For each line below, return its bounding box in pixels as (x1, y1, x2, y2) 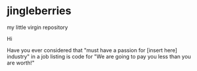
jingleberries (7, 4, 71, 18)
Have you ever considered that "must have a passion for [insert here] (7, 46, 177, 54)
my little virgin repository (7, 24, 68, 31)
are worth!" (7, 59, 35, 66)
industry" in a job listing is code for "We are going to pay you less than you (7, 53, 191, 60)
